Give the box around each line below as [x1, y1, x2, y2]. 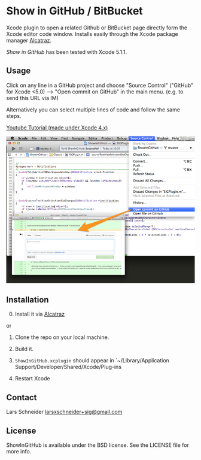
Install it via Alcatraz [14, 310, 65, 318]
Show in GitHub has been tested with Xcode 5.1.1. [6, 48, 127, 55]
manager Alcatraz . [6, 37, 52, 44]
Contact [6, 392, 37, 402]
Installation [6, 295, 49, 305]
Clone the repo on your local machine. [14, 334, 109, 341]
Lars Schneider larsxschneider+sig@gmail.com [6, 408, 123, 416]
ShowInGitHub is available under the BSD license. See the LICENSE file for [6, 441, 190, 449]
